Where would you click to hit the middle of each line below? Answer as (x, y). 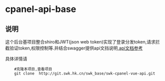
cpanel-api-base (41, 9)
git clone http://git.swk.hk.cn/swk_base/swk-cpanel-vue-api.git (85, 73)
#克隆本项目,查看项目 (33, 69)
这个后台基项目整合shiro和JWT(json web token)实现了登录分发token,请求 (80, 42)
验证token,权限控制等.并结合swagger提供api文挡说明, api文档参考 (76, 48)
